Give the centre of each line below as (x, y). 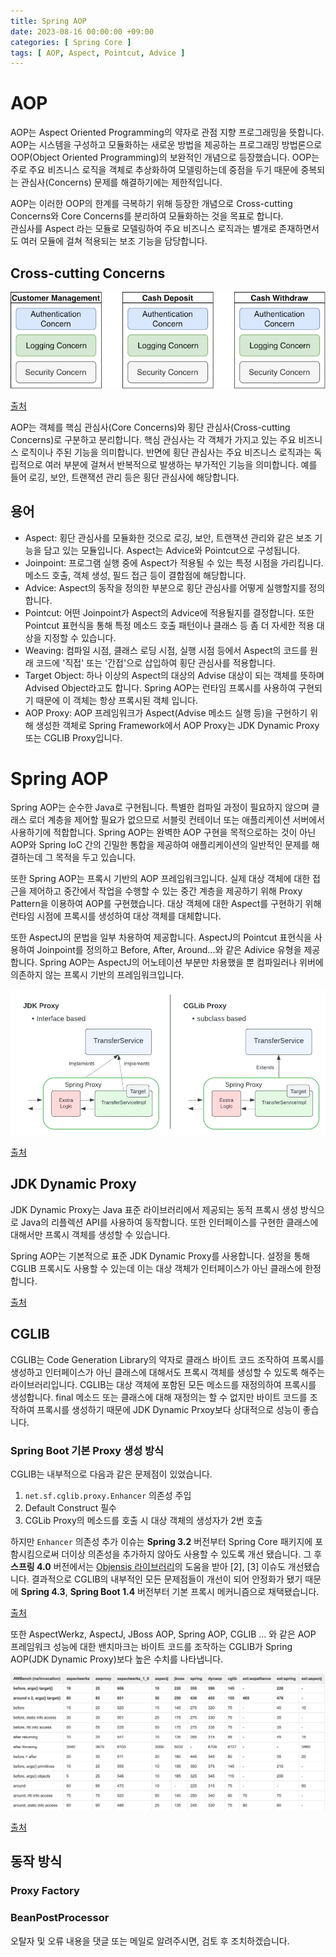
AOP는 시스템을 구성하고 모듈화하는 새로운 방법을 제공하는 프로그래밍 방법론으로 (166, 145)
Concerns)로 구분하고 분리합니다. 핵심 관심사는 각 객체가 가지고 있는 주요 (153, 439)
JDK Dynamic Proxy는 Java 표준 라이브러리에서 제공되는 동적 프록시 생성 (154, 1209)
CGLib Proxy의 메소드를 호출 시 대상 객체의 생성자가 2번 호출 (143, 1520)
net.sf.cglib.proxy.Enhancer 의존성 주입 (108, 1495)
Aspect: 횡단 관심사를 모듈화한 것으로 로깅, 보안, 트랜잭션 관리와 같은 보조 (168, 537)
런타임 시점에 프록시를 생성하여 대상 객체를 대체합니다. (116, 916)
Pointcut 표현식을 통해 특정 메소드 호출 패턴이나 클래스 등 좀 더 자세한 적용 (169, 625)
